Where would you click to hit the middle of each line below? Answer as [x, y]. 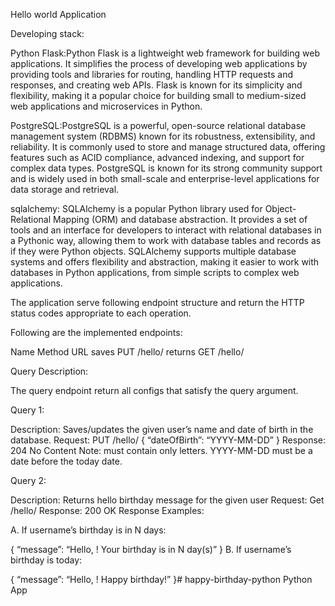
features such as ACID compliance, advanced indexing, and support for [157, 157]
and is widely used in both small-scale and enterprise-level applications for [165, 178]
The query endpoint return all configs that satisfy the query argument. [154, 390]
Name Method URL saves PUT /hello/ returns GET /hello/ [127, 352]
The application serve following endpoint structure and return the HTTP [157, 302]
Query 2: [28, 480]
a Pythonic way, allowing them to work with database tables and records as [166, 240]
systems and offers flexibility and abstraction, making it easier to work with [165, 262]
